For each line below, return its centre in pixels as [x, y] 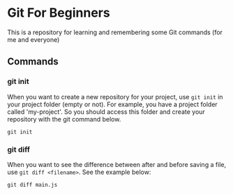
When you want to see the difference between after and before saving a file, [117, 164]
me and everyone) [33, 39]
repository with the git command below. [64, 119]
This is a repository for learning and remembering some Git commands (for [115, 32]
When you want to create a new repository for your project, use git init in [115, 96]
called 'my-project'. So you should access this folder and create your [106, 111]
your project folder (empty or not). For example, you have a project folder [112, 104]
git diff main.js [32, 185]
